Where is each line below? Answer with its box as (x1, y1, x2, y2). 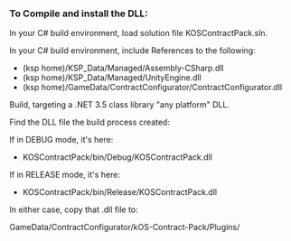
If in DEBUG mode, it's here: (9, 134, 114, 145)
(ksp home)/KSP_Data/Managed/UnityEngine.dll (22, 72, 202, 83)
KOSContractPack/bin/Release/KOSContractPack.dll (22, 187, 218, 198)
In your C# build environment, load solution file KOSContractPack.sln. (9, 28, 268, 39)
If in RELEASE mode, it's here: (9, 170, 120, 181)
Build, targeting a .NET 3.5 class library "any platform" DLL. (9, 99, 230, 110)
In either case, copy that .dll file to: (9, 204, 138, 215)
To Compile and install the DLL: (9, 7, 148, 20)
